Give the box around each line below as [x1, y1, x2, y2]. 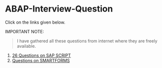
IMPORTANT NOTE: [5, 28, 44, 34]
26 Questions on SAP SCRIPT [12, 52, 71, 58]
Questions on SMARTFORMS [12, 57, 70, 63]
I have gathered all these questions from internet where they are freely [16, 38, 158, 44]
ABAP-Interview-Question [5, 3, 113, 14]
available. [16, 43, 36, 49]
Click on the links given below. [5, 19, 65, 25]
